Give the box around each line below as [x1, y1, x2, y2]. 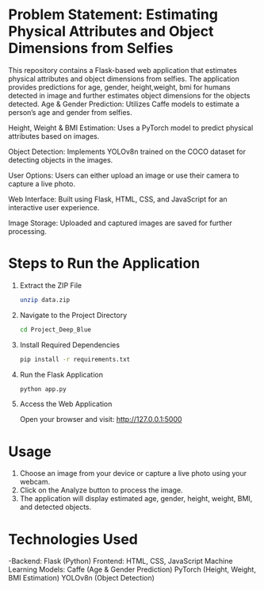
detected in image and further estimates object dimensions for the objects [8, 90, 251, 100]
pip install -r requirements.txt [19, 355, 131, 363]
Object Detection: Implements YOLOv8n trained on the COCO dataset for [8, 147, 246, 156]
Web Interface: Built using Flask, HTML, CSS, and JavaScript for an [8, 194, 228, 204]
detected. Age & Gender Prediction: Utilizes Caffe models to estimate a [8, 99, 240, 109]
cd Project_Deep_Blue [19, 325, 91, 334]
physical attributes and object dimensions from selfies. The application [8, 74, 240, 83]
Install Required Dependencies [19, 339, 121, 350]
